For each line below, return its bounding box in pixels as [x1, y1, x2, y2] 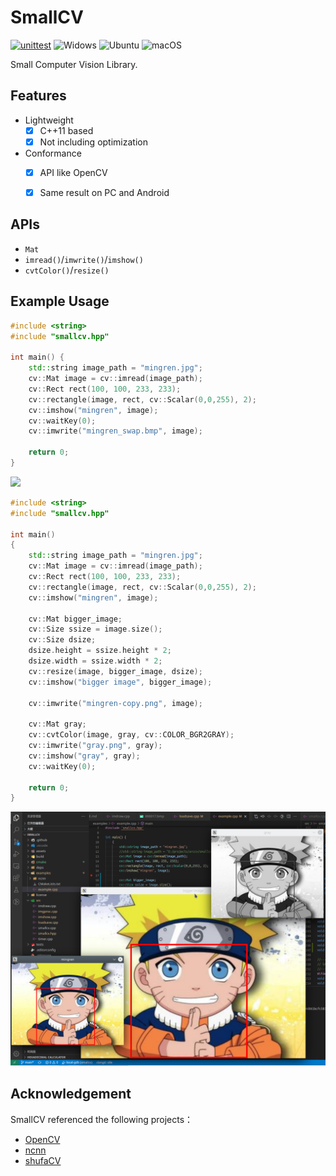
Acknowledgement [10, 1086, 132, 1103]
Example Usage [10, 293, 110, 310]
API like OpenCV [39, 166, 108, 178]
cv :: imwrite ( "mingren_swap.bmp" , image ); [28, 426, 203, 436]
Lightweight [24, 114, 74, 126]
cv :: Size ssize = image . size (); [28, 624, 163, 635]
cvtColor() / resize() [24, 264, 110, 276]
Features [10, 87, 67, 105]
